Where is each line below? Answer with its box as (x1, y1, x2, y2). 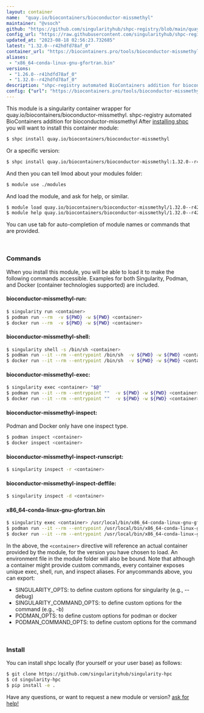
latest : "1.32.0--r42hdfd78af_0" (6, 43, 91, 49)
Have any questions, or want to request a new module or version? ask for (6, 693, 189, 700)
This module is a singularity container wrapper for (6, 105, 131, 112)
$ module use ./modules (6, 181, 67, 187)
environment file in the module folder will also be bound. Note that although (6, 555, 195, 562)
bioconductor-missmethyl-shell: (6, 333, 90, 340)
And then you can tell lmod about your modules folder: (6, 170, 143, 177)
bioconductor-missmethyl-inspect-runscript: (6, 453, 124, 460)
